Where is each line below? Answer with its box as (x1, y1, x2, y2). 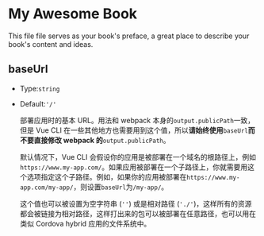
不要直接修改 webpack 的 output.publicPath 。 (19, 135, 170, 145)
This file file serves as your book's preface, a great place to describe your (8, 31, 250, 41)
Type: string (19, 83, 60, 93)
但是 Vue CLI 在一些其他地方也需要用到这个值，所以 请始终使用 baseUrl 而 (19, 125, 255, 135)
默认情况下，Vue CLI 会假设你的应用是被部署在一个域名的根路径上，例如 (19, 152, 256, 161)
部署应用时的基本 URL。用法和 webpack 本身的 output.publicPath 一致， (19, 115, 255, 125)
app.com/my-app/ (19, 184, 74, 192)
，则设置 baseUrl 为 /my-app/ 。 (73, 182, 169, 192)
